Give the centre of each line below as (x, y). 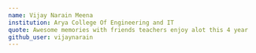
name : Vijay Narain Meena (50, 15)
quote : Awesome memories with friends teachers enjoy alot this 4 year (128, 30)
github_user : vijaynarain (50, 37)
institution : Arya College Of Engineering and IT (91, 23)
